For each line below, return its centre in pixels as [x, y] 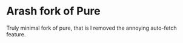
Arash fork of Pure [54, 11]
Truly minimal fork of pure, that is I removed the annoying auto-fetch [91, 28]
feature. [16, 34]
